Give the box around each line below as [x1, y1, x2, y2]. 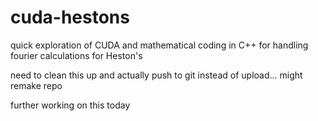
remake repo [10, 79, 63, 91]
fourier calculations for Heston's [10, 49, 143, 61]
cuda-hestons [10, 6, 130, 29]
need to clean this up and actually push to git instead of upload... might [10, 69, 303, 81]
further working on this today [10, 99, 131, 111]
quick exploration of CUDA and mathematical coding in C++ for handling [10, 39, 309, 51]
